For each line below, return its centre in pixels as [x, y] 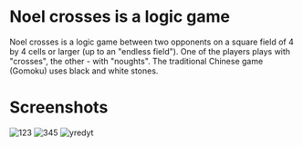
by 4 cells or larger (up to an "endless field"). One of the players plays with [150, 51]
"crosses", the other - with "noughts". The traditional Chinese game [136, 61]
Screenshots [59, 108]
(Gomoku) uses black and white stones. [84, 71]
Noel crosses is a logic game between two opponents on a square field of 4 [151, 42]
